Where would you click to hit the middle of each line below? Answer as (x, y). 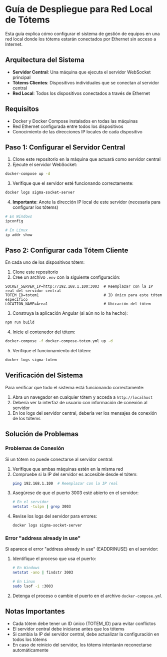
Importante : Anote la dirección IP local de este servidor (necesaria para (86, 202)
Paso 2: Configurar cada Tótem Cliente (67, 251)
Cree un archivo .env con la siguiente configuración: (66, 277)
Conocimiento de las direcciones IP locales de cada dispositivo (77, 131)
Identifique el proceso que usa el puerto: (54, 559)
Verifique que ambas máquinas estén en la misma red (68, 469)
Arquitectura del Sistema (45, 60)
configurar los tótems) (35, 207)
